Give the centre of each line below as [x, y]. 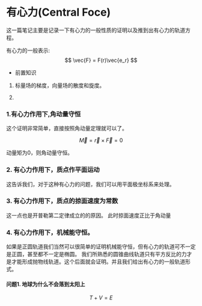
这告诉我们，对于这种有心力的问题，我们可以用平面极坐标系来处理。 [90, 184]
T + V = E [101, 298]
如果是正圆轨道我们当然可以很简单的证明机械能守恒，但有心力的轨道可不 [96, 246]
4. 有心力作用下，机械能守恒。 [50, 232]
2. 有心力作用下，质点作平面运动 [53, 170]
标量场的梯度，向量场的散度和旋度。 [60, 85]
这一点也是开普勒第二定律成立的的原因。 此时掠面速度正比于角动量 [89, 215]
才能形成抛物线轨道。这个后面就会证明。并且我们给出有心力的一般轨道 [98, 262]
